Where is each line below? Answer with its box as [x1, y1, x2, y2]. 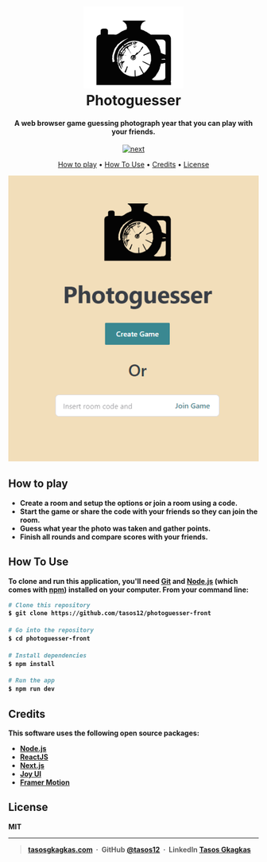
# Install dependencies [8, 651, 87, 660]
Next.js [19, 760, 45, 770]
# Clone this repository [8, 601, 91, 609]
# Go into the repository [8, 626, 94, 634]
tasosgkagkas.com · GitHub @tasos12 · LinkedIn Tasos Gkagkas [27, 844, 252, 854]
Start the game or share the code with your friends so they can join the [19, 507, 258, 516]
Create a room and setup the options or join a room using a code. [19, 498, 238, 507]
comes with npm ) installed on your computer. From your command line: [8, 585, 249, 594]
